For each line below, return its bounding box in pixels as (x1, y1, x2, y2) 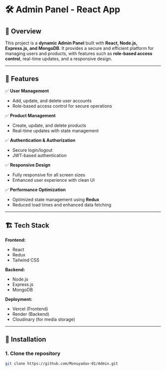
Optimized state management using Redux (12, 196, 100, 203)
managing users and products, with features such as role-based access (5, 50, 153, 56)
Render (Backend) (12, 311, 49, 317)
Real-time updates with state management (12, 127, 99, 133)
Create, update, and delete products (12, 122, 86, 128)
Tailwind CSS (12, 257, 40, 263)
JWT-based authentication (12, 152, 67, 158)
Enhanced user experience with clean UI (12, 177, 95, 183)
